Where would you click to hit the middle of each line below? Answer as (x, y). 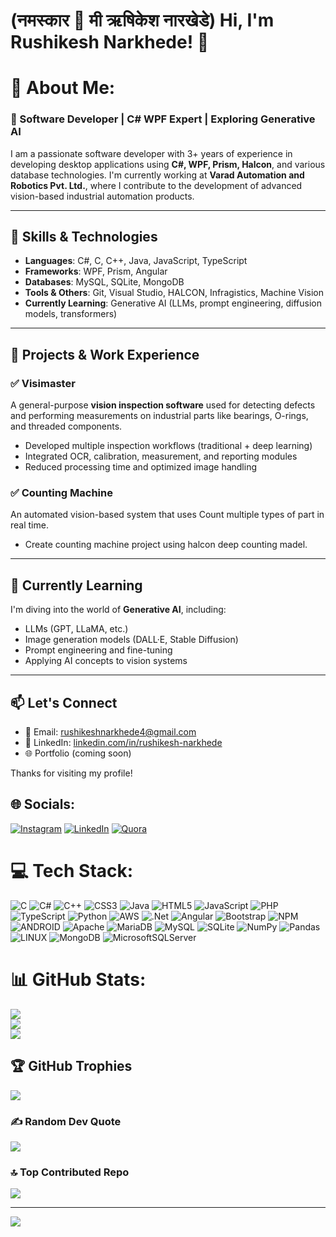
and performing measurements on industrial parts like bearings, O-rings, (159, 416)
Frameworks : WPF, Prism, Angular (96, 271)
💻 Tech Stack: (72, 871)
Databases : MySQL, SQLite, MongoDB (104, 282)
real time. (29, 525)
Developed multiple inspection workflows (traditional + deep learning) (168, 446)
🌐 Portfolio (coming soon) (78, 753)
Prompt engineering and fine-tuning (98, 650)
